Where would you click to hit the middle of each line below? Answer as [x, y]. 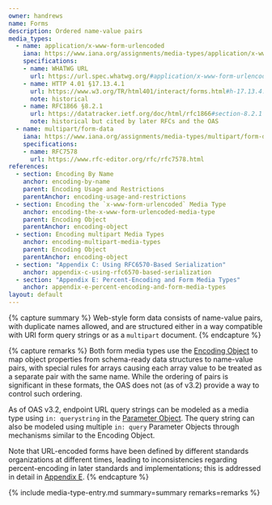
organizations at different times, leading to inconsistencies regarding [123, 460]
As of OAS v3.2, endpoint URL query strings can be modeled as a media [129, 409]
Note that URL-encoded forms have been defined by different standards [129, 451]
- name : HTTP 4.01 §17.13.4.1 [74, 83]
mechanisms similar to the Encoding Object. [82, 435]
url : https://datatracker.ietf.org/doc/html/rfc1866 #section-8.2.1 [146, 114]
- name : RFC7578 [51, 152]
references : [28, 167]
